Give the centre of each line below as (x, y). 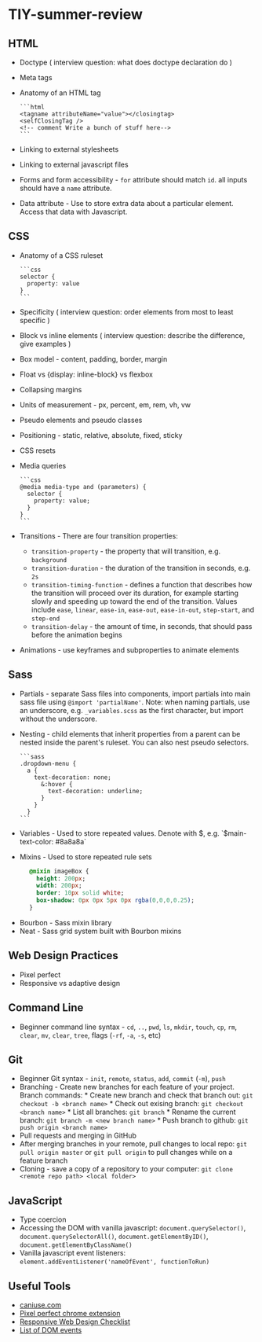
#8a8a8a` (71, 841)
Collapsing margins (51, 389)
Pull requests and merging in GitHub (78, 1136)
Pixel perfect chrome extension (70, 1313)
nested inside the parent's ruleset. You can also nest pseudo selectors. (134, 742)
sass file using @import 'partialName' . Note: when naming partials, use (135, 702)
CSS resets (38, 450)
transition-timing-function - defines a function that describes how (142, 584)
